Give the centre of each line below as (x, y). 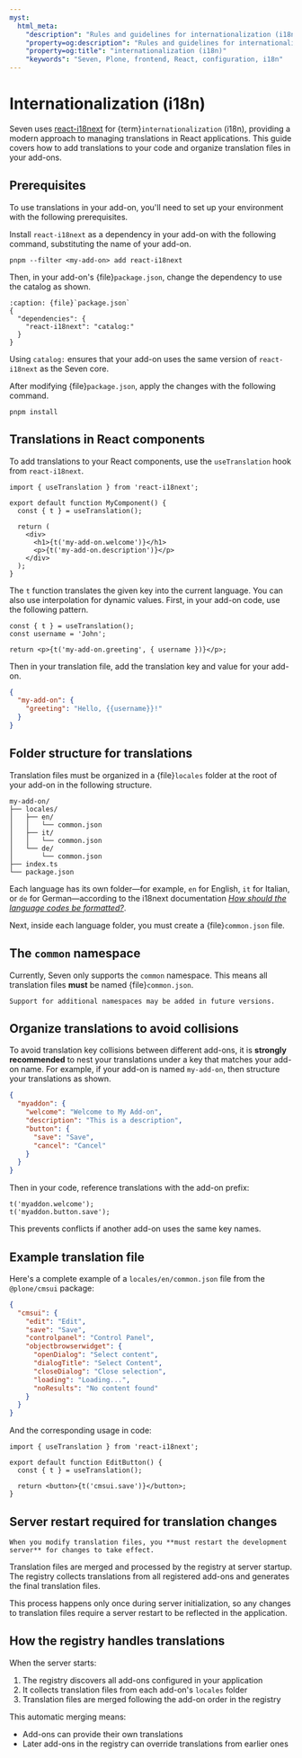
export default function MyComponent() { (88, 503)
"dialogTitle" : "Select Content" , (98, 1363)
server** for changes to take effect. (82, 1550)
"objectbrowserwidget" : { (74, 1346)
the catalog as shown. (50, 286)
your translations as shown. (60, 1079)
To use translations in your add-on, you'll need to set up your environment (147, 207)
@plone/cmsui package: (52, 1288)
